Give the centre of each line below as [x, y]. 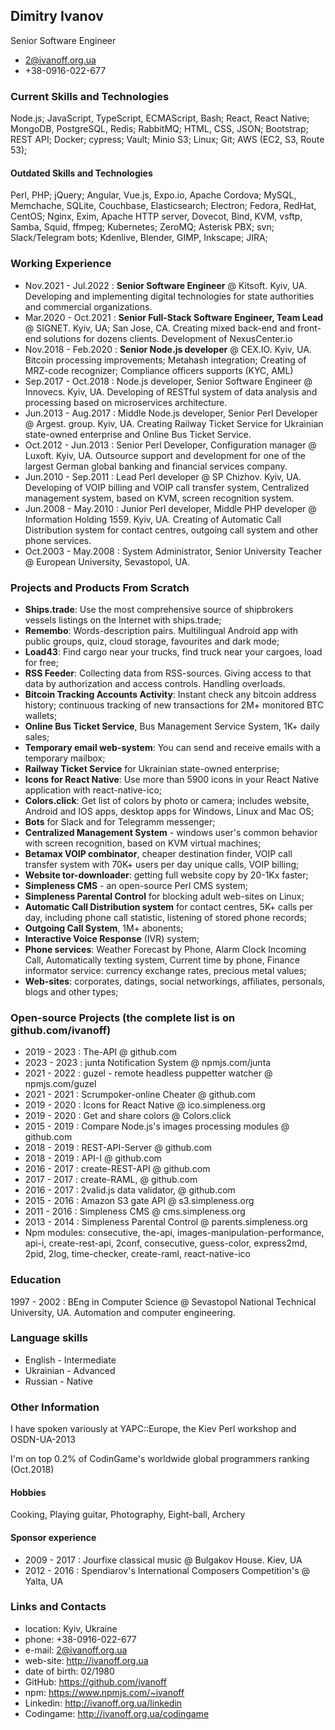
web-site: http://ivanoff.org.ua [86, 1660]
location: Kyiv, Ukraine [71, 1628]
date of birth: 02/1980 [69, 1671]
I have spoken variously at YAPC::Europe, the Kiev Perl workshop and [153, 1429]
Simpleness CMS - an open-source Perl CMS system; [136, 885]
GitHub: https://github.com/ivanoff [95, 1681]
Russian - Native [58, 1381]
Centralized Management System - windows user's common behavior [171, 832]
